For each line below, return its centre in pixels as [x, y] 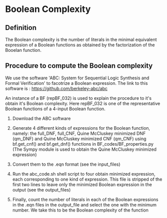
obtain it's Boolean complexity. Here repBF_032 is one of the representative [83, 103]
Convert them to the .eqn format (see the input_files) [66, 164]
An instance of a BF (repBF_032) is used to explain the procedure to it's [79, 98]
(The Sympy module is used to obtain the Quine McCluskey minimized [84, 149]
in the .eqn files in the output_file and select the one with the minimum [84, 205]
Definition [21, 28]
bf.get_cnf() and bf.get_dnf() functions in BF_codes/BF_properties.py [83, 144]
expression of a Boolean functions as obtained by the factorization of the [80, 45]
